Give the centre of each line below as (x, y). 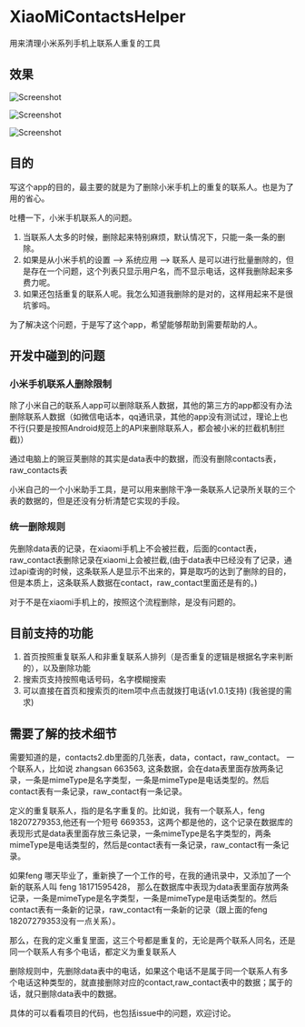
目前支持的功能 (51, 633)
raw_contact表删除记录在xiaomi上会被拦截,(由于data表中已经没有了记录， (147, 559)
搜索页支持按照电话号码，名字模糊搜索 (94, 680)
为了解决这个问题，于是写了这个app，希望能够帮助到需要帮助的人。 (136, 324)
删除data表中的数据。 (81, 994)
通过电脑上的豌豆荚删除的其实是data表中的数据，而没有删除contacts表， (145, 459)
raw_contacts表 (39, 470)
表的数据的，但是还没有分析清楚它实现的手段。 (97, 501)
